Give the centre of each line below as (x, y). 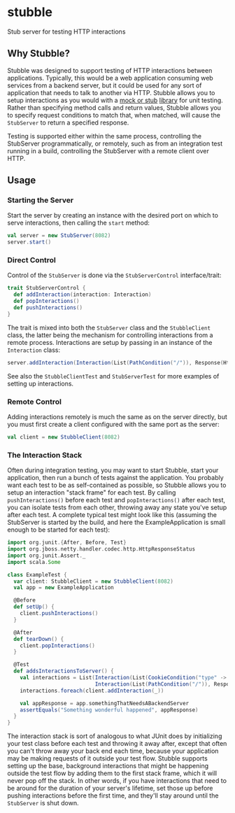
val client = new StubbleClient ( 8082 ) (64, 437)
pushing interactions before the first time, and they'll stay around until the (113, 796)
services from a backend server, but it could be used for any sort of (105, 85)
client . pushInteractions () (59, 614)
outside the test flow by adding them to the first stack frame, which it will (112, 773)
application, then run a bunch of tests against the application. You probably (115, 478)
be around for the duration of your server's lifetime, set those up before (110, 789)
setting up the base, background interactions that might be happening (108, 766)
